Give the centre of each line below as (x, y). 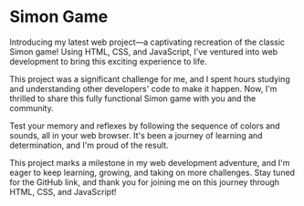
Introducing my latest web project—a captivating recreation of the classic (147, 42)
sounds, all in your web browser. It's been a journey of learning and (136, 135)
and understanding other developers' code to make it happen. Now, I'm (143, 88)
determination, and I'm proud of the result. (89, 145)
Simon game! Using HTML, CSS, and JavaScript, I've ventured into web (144, 51)
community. (31, 108)
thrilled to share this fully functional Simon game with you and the (133, 98)
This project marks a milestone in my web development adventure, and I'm (150, 162)
